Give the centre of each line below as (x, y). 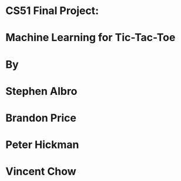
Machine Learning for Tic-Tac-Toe (90, 38)
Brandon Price (41, 118)
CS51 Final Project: (52, 11)
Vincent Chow (41, 172)
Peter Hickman (42, 145)
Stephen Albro (41, 91)
